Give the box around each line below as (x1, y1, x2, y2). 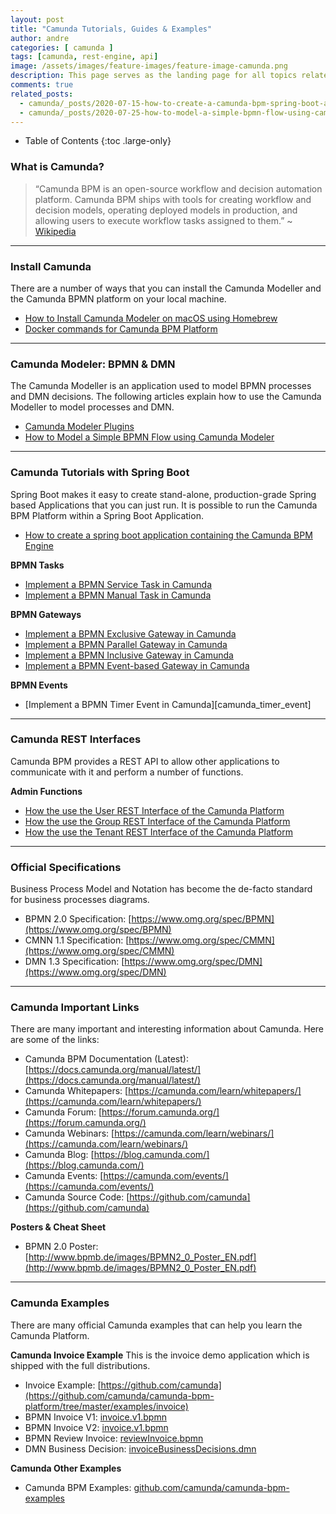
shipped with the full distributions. (10, 1359, 151, 1371)
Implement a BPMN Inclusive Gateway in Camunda (24, 649, 234, 661)
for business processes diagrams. (10, 894, 150, 906)
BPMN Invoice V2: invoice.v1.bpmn (24, 1421, 169, 1433)
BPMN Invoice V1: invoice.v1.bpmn (24, 1411, 167, 1423)
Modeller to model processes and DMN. (10, 401, 175, 413)
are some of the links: (10, 1034, 100, 1046)
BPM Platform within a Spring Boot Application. (10, 509, 204, 521)
